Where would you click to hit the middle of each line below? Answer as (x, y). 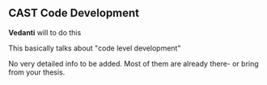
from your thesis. (37, 72)
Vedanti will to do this (45, 32)
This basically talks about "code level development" (95, 48)
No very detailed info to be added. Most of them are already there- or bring (133, 63)
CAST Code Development (74, 13)
